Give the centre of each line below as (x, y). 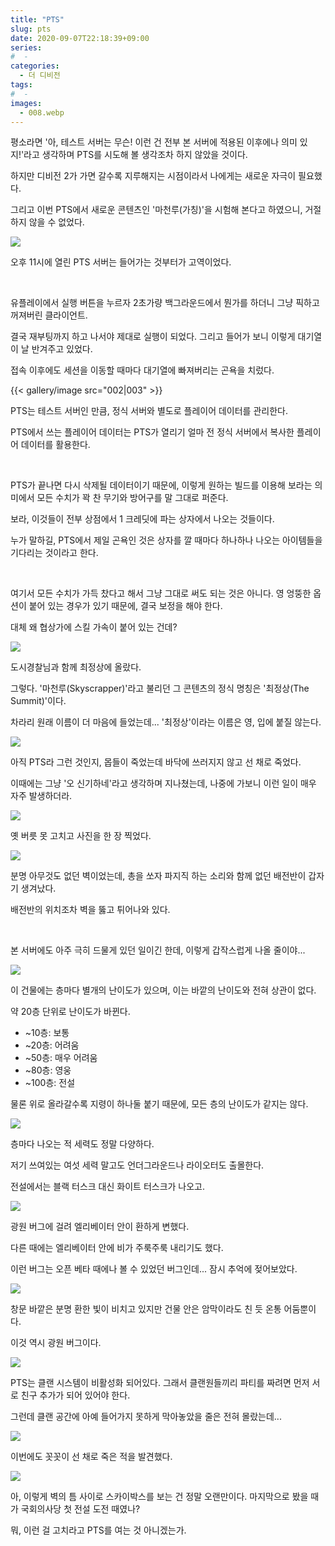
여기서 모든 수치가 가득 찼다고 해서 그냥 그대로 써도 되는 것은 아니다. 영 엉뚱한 (161, 593)
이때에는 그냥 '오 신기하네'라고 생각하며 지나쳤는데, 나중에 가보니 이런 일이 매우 (163, 783)
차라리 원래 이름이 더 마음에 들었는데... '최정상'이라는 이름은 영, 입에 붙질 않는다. (166, 722)
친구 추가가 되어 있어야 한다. (75, 1395)
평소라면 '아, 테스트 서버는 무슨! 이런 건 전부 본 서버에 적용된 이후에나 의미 (154, 142)
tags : (21, 85)
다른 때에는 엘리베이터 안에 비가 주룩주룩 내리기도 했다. (117, 1248)
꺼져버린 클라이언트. (49, 315)
